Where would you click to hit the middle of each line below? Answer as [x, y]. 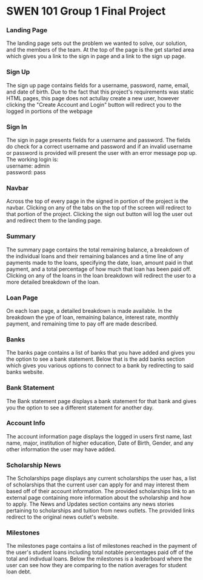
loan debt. [19, 571]
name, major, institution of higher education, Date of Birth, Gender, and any [100, 443]
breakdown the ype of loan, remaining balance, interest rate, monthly [92, 317]
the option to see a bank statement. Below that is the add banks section [96, 359]
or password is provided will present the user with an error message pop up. [101, 153]
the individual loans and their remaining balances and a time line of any [95, 256]
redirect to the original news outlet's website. [63, 517]
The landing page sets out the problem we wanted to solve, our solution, [97, 43]
